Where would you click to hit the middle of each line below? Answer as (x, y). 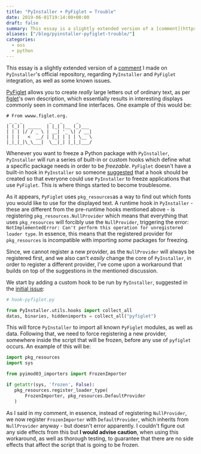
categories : (21, 40)
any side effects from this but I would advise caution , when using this (92, 432)
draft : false (22, 23)
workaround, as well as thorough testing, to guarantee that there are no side (100, 438)
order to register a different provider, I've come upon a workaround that (94, 264)
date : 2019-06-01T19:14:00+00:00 (48, 17)
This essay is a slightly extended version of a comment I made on (87, 68)
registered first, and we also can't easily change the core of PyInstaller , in (99, 258)
